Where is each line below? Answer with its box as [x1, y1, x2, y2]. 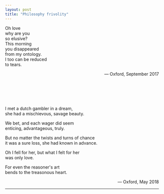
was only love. [5, 154, 34, 160]
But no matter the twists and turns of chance [5, 135, 95, 141]
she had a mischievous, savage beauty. [5, 110, 84, 116]
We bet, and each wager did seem [5, 120, 74, 126]
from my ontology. [5, 51, 42, 57]
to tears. [5, 62, 22, 67]
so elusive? [5, 35, 28, 42]
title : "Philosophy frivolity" [5, 12, 69, 17]
